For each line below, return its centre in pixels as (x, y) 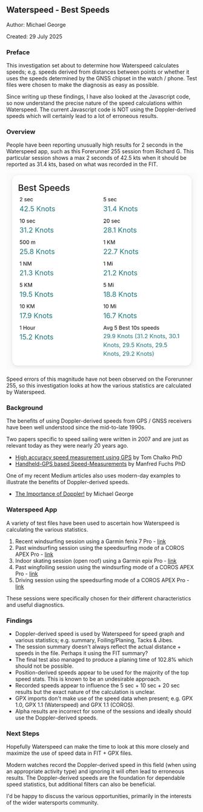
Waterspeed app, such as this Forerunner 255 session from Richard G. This (100, 151)
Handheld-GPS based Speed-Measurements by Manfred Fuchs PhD (100, 464)
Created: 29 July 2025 (34, 36)
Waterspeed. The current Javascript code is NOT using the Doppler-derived (101, 109)
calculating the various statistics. (47, 529)
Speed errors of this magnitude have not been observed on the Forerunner (99, 379)
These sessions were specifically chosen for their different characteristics (99, 598)
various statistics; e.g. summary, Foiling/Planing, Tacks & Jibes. (94, 640)
